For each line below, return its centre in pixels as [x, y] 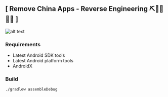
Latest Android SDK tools [39, 55]
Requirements [23, 44]
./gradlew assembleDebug [31, 89]
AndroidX [23, 66]
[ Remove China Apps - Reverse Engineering [77, 9]
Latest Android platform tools [43, 61]
